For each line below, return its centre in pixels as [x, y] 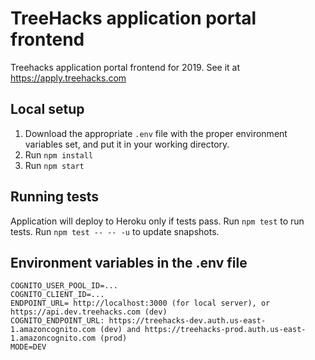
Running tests [55, 197]
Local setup [47, 109]
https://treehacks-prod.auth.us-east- [225, 330]
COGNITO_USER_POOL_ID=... [64, 286]
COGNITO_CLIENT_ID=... [57, 295]
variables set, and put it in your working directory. [127, 144]
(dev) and [120, 330]
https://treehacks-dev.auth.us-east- [187, 321]
